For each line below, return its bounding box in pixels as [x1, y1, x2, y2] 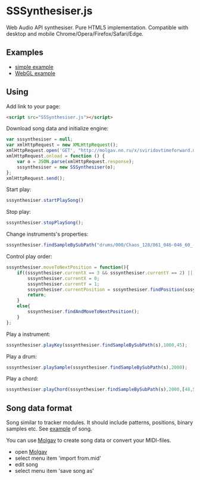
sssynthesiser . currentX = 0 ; [27, 275, 100, 281]
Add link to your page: [6, 102, 61, 110]
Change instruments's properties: [6, 230, 89, 238]
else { [17, 303, 31, 309]
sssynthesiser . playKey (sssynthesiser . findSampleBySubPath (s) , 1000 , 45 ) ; [6, 342, 187, 348]
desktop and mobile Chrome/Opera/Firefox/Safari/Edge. [6, 30, 144, 37]
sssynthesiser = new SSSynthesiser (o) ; [17, 164, 116, 170]
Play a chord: [6, 375, 39, 382]
